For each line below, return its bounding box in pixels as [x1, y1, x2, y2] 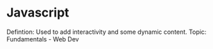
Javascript [6, 5, 70, 21]
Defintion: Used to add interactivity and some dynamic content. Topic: [6, 28, 207, 36]
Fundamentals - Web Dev [6, 35, 79, 43]
